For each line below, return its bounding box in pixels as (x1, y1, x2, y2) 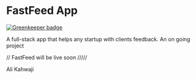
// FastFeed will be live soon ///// (6, 53, 87, 61)
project (6, 42, 24, 49)
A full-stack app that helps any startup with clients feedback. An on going (6, 35, 191, 43)
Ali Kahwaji (6, 65, 35, 73)
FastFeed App (6, 4, 78, 18)
